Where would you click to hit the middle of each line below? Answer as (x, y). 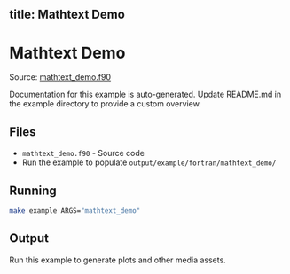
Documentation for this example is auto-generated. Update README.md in (145, 94)
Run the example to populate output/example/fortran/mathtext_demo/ (149, 162)
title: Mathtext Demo (67, 15)
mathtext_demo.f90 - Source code (83, 153)
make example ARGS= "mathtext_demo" (75, 211)
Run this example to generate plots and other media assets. (118, 260)
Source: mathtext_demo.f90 (60, 77)
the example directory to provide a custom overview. (105, 104)
